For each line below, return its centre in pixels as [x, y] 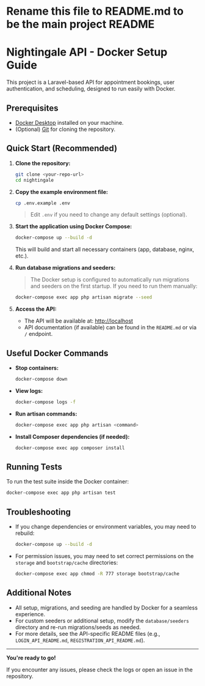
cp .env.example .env [42, 203]
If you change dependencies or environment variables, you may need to [106, 526]
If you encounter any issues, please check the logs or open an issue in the [100, 669]
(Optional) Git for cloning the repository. [65, 129]
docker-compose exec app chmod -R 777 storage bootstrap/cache [97, 573]
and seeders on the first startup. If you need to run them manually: [114, 286]
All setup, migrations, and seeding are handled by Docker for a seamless [106, 608]
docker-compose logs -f [45, 402]
